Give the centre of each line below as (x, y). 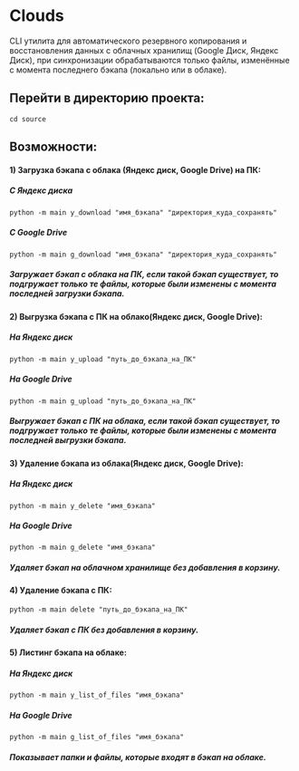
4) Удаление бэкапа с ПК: (61, 591)
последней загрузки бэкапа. (67, 294)
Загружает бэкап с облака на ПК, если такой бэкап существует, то (144, 275)
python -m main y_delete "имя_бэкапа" (82, 506)
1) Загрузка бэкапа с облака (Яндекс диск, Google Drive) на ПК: (135, 169)
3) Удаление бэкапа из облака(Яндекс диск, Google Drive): (126, 463)
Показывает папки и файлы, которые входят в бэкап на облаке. (138, 757)
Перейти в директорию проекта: (107, 98)
